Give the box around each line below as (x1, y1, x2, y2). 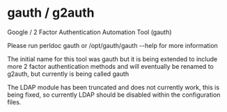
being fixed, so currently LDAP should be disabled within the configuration (7, 90, 221, 99)
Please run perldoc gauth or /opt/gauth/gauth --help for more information (7, 41, 218, 49)
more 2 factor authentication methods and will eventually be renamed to (7, 62, 214, 70)
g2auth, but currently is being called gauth (7, 70, 130, 78)
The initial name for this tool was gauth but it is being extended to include (7, 54, 218, 63)
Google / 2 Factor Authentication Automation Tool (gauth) (7, 28, 172, 36)
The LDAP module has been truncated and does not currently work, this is (7, 83, 220, 91)
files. (7, 97, 22, 106)
